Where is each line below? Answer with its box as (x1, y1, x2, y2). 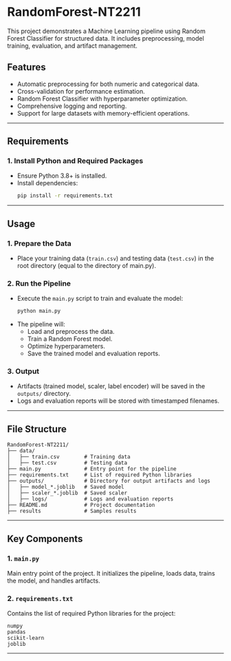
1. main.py (7, 554, 40, 563)
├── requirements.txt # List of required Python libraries (7, 472, 192, 479)
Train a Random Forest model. (27, 335, 113, 343)
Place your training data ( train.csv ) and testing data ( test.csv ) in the (16, 254, 214, 262)
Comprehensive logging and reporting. (16, 101, 127, 110)
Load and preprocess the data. (27, 328, 115, 336)
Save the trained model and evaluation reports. (27, 349, 160, 358)
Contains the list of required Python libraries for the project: (7, 609, 176, 618)
